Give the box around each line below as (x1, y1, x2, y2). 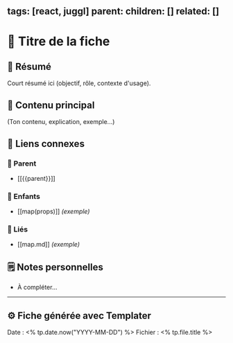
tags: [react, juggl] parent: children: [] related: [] (7, 6, 220, 17)
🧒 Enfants (7, 191, 40, 201)
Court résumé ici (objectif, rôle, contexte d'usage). (7, 79, 151, 87)
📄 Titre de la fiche (7, 33, 110, 49)
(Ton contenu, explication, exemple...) (7, 118, 115, 126)
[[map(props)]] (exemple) (17, 207, 90, 216)
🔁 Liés (7, 225, 28, 234)
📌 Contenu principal (7, 99, 95, 111)
